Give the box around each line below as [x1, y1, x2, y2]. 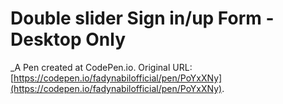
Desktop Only [10, 28, 126, 51]
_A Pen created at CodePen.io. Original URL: [10, 61, 193, 73]
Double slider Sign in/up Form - [10, 7, 275, 30]
